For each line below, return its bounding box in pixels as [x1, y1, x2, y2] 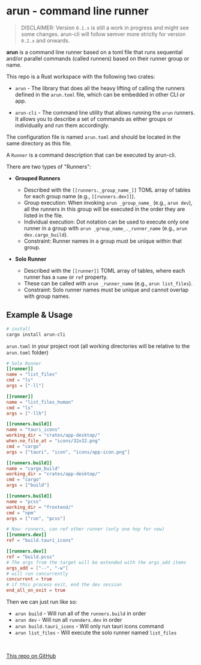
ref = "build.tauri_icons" [6, 538, 74, 544]
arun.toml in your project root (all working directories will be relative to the [6, 342, 190, 350]
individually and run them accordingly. [14, 121, 110, 129]
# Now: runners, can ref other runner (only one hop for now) [6, 526, 165, 532]
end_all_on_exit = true [6, 588, 66, 594]
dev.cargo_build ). [23, 231, 68, 238]
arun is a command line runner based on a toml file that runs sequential [6, 48, 183, 55]
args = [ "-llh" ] [6, 410, 47, 416]
